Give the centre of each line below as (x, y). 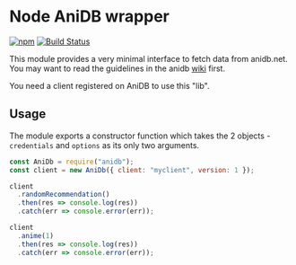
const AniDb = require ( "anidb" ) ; (72, 162)
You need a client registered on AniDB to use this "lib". (109, 85)
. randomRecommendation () (64, 195)
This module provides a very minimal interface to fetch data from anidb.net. (149, 58)
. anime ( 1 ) (35, 235)
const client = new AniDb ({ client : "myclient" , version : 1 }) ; (132, 170)
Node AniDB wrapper (90, 17)
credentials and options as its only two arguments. (104, 145)
